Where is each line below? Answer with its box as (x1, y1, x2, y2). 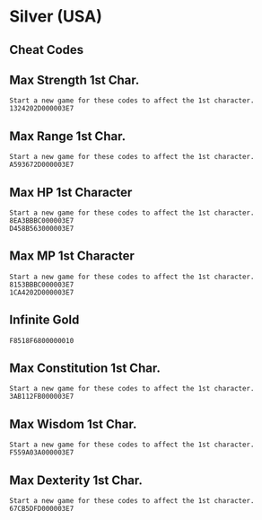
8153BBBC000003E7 (9, 280, 74, 289)
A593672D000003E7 (9, 160, 74, 170)
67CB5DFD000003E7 (9, 505, 74, 514)
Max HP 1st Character (9, 184, 133, 199)
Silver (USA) (9, 6, 103, 27)
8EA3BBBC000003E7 (9, 216, 74, 225)
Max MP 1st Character (9, 249, 135, 264)
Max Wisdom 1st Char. (9, 416, 137, 432)
